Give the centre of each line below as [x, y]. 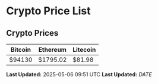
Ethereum [53, 50]
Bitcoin [21, 50]
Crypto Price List [48, 11]
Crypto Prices [32, 33]
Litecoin [84, 50]
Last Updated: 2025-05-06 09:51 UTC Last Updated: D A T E [79, 74]
